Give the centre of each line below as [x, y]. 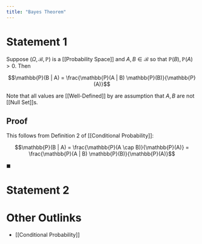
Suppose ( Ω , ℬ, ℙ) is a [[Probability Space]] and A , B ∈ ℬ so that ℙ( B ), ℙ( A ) [99, 59]
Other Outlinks [44, 218]
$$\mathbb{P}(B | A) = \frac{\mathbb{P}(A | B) [67, 77]
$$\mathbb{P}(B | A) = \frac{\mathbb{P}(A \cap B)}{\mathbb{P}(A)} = [102, 147]
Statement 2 [38, 190]
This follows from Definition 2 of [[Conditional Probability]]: [80, 136]
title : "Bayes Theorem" [36, 12]
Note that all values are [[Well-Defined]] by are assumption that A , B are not [100, 96]
